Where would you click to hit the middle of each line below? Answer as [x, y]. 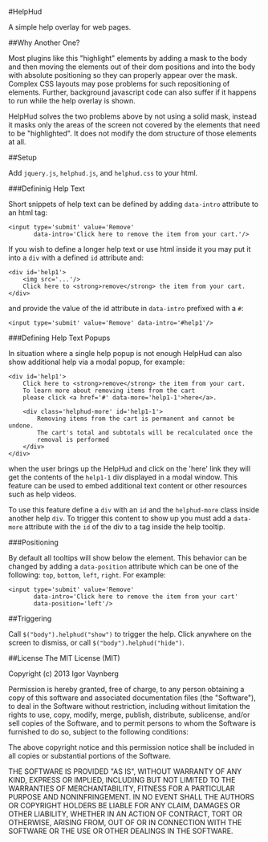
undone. [21, 426]
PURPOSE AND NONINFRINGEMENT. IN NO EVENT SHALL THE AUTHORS [132, 797]
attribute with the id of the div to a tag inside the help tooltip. [125, 527]
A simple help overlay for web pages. [70, 27]
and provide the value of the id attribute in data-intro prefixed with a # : [126, 308]
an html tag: [28, 213]
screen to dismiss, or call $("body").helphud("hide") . [96, 642]
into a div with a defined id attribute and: [76, 257]
